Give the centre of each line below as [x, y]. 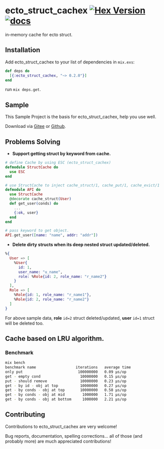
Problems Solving [33, 142]
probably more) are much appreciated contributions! [58, 441]
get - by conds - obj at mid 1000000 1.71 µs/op [66, 395]
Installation [23, 50]
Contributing [25, 415]
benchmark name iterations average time [68, 367]
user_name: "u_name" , [40, 272]
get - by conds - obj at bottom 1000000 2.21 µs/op [66, 399]
